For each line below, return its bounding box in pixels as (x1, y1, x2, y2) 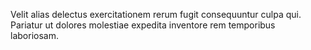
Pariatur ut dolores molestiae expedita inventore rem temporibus (10, 19, 276, 31)
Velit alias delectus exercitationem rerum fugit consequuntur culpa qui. (10, 9, 302, 20)
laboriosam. (10, 30, 59, 41)
